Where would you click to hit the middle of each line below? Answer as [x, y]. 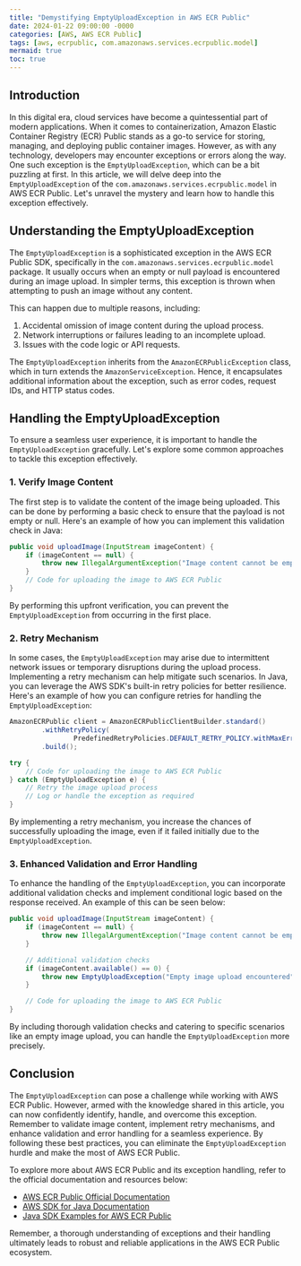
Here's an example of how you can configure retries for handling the [135, 696]
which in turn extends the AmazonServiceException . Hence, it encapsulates [146, 371]
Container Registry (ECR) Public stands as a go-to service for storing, [138, 136]
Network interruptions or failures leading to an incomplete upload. [144, 335]
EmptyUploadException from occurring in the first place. [111, 615]
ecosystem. [31, 1252]
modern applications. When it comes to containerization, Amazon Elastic [143, 126]
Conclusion [42, 1074]
